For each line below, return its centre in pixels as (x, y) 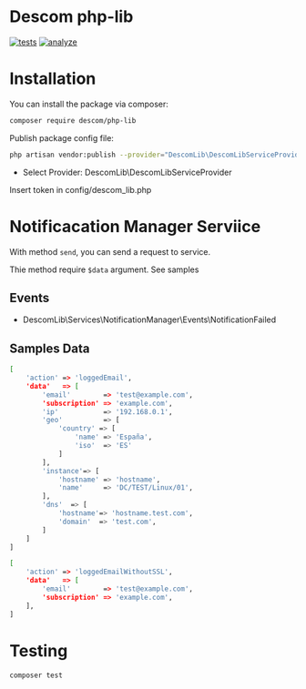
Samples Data (50, 348)
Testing (39, 650)
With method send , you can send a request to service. (110, 251)
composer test (36, 675)
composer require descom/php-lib (73, 120)
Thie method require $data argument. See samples (104, 269)
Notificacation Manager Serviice (135, 226)
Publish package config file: (61, 137)
